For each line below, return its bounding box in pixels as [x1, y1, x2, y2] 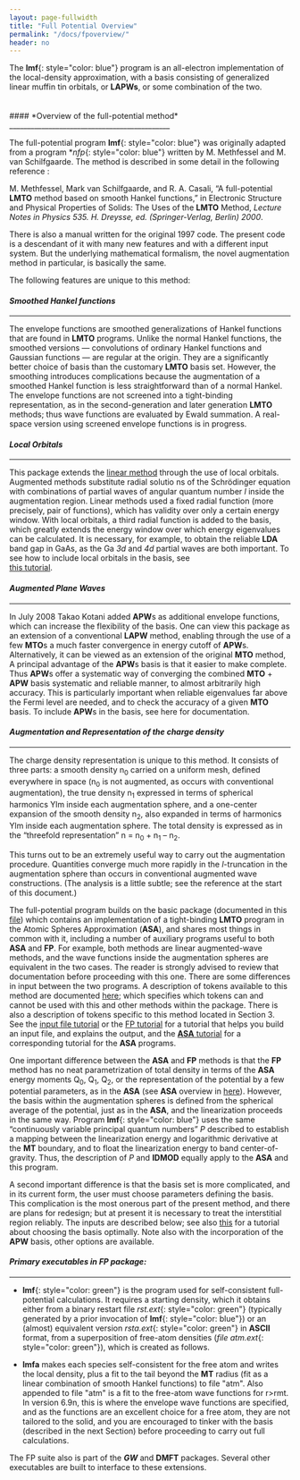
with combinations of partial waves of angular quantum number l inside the [9, 486, 285, 497]
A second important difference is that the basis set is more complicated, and [9, 1179, 290, 1189]
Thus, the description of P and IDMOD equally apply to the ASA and [38, 1152, 288, 1163]
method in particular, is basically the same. [9, 257, 167, 268]
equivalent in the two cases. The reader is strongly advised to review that [9, 961, 279, 972]
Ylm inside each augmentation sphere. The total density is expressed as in [9, 820, 283, 831]
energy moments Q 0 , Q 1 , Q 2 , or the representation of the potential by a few [9, 1074, 285, 1087]
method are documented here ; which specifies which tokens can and [9, 990, 264, 1001]
